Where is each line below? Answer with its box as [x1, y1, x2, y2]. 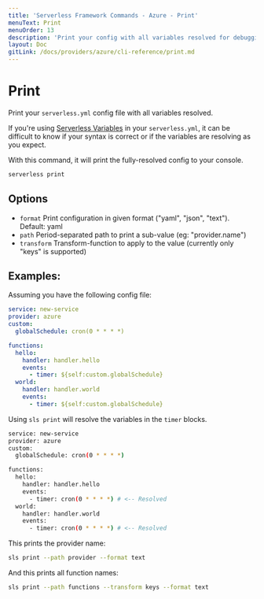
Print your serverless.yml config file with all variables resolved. [8, 108, 214, 117]
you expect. [8, 139, 47, 150]
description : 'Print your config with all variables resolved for [8, 33, 230, 42]
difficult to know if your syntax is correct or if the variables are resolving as [8, 131, 251, 141]
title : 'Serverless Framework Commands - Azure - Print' [8, 11, 199, 20]
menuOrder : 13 [8, 26, 55, 34]
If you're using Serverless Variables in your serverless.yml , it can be [8, 123, 230, 132]
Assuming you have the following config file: [8, 290, 152, 300]
